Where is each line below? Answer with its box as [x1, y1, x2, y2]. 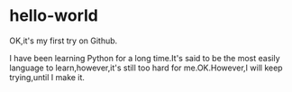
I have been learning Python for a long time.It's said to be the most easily [9, 52, 281, 63]
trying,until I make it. [9, 71, 86, 82]
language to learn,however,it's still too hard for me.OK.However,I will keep [9, 62, 283, 73]
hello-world [9, 5, 99, 26]
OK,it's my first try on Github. [9, 35, 118, 46]
